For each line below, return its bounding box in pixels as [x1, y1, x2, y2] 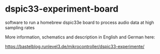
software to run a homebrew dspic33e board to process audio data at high [5, 19, 154, 25]
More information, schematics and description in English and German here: [5, 34, 156, 40]
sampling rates [5, 24, 35, 30]
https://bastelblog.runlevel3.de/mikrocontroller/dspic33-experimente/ [5, 43, 145, 49]
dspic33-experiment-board [5, 3, 119, 15]
